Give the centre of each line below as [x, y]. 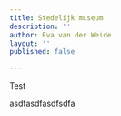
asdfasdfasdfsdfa [42, 104]
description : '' [40, 26]
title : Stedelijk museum [56, 18]
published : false [42, 52]
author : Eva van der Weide [60, 35]
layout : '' [30, 43]
